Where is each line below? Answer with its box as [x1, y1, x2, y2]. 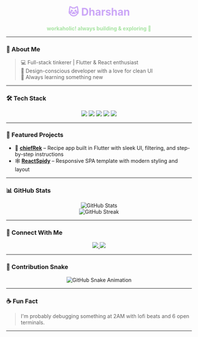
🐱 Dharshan [68, 5, 130, 19]
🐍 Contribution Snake [6, 263, 69, 271]
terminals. [20, 319, 45, 326]
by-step [14, 150, 34, 158]
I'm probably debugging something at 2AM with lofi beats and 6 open [20, 313, 190, 320]
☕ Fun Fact [6, 297, 38, 305]
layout [14, 165, 30, 173]
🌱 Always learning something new [20, 74, 103, 81]
